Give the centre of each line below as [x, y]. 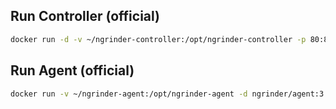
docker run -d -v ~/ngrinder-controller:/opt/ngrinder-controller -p [158, 39]
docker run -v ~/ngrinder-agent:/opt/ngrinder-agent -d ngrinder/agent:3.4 [171, 94]
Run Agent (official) [72, 70]
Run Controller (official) [85, 16]
